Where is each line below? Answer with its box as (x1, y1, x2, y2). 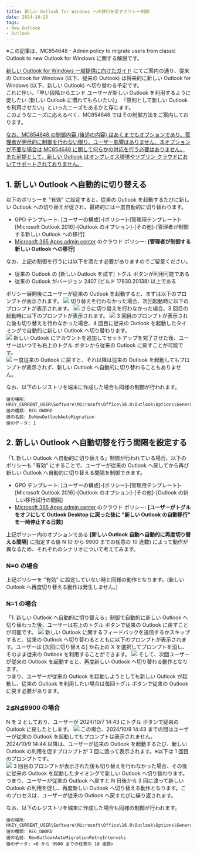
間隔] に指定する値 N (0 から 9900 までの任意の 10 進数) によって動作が (16, 538, 189, 545)
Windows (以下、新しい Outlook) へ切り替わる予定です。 (6, 82, 142, 89)
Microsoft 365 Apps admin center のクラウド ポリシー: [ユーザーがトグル (14, 503, 191, 510)
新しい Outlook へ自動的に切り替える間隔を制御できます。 (6, 469, 145, 476)
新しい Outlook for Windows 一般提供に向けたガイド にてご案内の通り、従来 (6, 67, 190, 74)
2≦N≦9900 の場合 (6, 704, 60, 712)
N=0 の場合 (6, 562, 39, 570)
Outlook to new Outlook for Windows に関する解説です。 (6, 55, 142, 62)
